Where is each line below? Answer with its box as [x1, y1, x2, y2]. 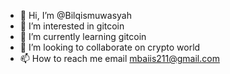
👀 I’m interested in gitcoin [19, 20, 125, 32]
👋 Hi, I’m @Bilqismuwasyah [19, 10, 133, 21]
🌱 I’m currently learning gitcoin [19, 31, 147, 42]
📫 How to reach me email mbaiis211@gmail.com [19, 53, 220, 64]
